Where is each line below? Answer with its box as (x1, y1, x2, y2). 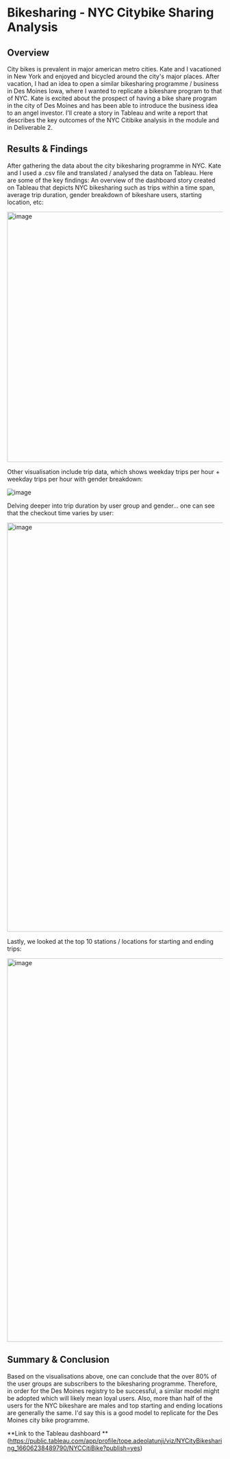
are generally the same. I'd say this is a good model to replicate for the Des (7, 1408, 219, 1416)
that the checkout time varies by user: (7, 508, 114, 517)
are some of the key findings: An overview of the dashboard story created (7, 176, 216, 184)
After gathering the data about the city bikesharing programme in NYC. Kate (7, 161, 221, 170)
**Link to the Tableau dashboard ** (7, 1429, 108, 1437)
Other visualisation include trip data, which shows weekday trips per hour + (7, 467, 220, 475)
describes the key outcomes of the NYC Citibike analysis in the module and (7, 116, 220, 124)
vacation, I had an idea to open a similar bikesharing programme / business (7, 80, 219, 87)
